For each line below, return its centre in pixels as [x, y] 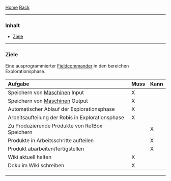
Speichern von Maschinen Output [48, 101]
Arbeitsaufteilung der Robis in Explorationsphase [66, 117]
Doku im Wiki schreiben [36, 165]
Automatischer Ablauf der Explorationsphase [62, 109]
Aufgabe [19, 84]
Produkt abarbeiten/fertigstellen [46, 149]
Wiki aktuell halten [30, 157]
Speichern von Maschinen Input [46, 93]
